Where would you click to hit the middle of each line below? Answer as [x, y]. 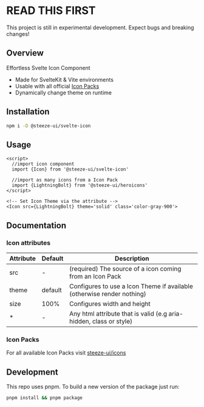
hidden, [80, 321]
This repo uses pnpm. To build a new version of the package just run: [93, 387]
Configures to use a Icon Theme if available [131, 286]
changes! [18, 34]
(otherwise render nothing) [108, 294]
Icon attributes [29, 242]
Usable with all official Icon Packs [57, 86]
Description [132, 258]
